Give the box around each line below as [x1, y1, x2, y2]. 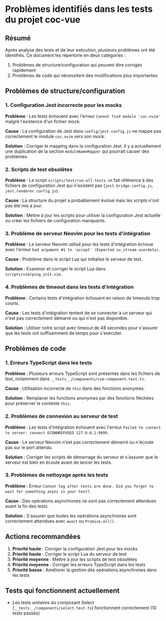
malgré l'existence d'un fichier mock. [5, 118, 81, 124]
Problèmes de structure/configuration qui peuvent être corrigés [12, 62, 142, 68]
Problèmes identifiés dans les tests [5, 3, 153, 15]
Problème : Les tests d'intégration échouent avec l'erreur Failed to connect [5, 424, 161, 430]
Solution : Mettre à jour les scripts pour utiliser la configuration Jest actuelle [5, 212, 161, 218]
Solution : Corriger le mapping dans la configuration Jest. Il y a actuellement [5, 143, 162, 149]
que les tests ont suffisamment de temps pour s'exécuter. [5, 330, 123, 336]
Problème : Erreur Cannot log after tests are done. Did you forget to [5, 483, 154, 489]
